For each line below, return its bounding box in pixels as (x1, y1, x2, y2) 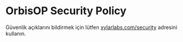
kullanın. (5, 30, 26, 37)
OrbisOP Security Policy (5, 4, 127, 18)
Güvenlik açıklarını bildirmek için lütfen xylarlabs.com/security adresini (5, 24, 178, 31)
